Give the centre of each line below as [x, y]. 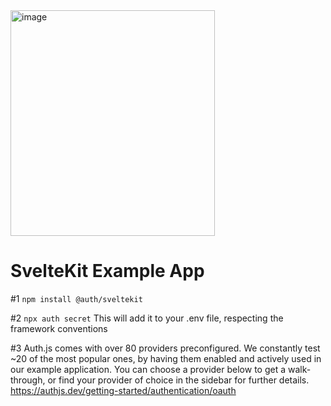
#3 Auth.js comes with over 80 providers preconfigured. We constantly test [165, 348]
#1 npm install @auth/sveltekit [76, 298]
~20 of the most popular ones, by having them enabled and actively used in [166, 358]
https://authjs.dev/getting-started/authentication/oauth [123, 390]
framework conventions [59, 328]
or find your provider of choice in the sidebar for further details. [178, 380]
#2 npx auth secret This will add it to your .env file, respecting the [147, 318]
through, [28, 380]
